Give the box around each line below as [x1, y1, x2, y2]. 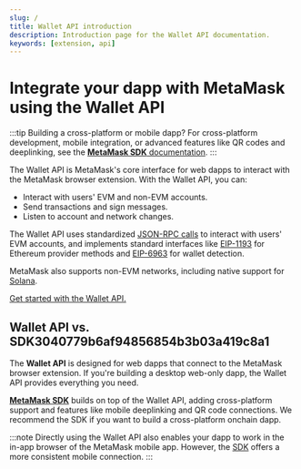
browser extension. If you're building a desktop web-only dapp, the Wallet [9, 368, 287, 378]
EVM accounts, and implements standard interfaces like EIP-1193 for [9, 239, 266, 250]
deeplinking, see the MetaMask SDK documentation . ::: [9, 147, 217, 158]
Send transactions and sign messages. [22, 201, 168, 212]
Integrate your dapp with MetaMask [9, 78, 286, 98]
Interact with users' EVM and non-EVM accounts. [22, 192, 208, 203]
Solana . [9, 275, 38, 287]
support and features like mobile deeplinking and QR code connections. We [9, 404, 293, 415]
